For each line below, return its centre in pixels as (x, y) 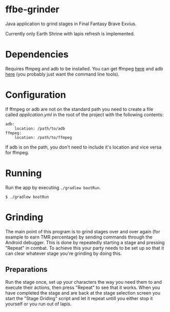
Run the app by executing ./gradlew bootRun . (53, 187)
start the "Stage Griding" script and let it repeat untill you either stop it (79, 298)
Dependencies (37, 54)
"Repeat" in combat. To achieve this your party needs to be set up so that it (85, 248)
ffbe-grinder (33, 10)
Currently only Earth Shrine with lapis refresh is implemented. (70, 33)
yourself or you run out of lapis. (38, 304)
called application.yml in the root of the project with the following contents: (84, 115)
